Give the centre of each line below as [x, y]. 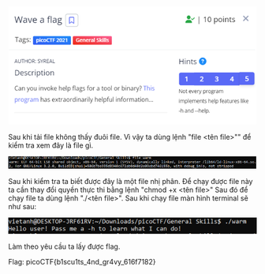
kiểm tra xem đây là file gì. [51, 145]
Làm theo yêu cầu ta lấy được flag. [64, 246]
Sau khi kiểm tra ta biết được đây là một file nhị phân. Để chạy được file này [131, 182]
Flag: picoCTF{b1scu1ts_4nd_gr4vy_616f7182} [82, 262]
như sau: [22, 207]
